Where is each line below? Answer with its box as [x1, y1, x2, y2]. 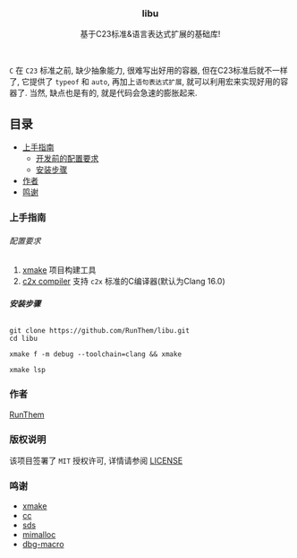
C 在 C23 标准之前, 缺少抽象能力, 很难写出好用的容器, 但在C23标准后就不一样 [9, 65, 288, 76]
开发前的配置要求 [35, 153, 99, 164]
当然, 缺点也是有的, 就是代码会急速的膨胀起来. [29, 88, 198, 99]
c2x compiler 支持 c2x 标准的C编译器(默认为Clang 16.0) [21, 276, 225, 287]
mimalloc [21, 529, 56, 540]
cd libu [9, 335, 38, 344]
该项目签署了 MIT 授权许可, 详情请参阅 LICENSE [9, 456, 183, 466]
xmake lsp [9, 366, 47, 375]
